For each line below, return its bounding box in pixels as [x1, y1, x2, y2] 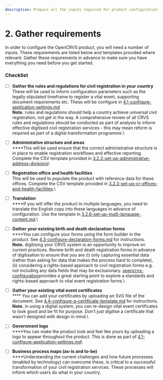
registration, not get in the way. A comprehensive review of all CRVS [12, 114, 149, 120]
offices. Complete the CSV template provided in [12, 181, 108, 187]
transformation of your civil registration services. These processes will [12, 364, 154, 370]
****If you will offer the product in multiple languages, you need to [12, 201, 148, 207]
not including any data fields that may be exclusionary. [12, 268, 122, 274]
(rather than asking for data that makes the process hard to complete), [12, 257, 153, 263]
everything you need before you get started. [5, 60, 94, 66]
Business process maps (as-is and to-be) [12, 348, 97, 354]
